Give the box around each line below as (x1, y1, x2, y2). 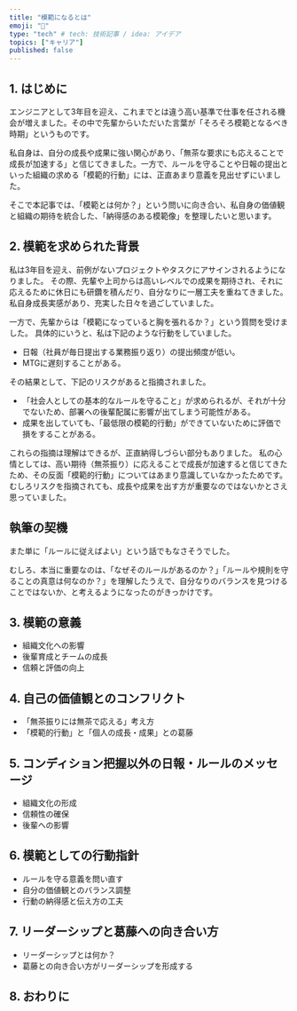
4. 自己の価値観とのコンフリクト (9, 691, 186, 706)
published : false (9, 46, 74, 55)
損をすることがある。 (21, 428, 100, 439)
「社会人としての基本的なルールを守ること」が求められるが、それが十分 (21, 395, 286, 406)
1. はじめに (9, 81, 68, 96)
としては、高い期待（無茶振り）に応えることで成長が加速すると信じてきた (16, 458, 288, 469)
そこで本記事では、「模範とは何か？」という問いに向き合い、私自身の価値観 (9, 199, 285, 209)
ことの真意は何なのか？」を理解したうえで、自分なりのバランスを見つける (16, 575, 288, 586)
